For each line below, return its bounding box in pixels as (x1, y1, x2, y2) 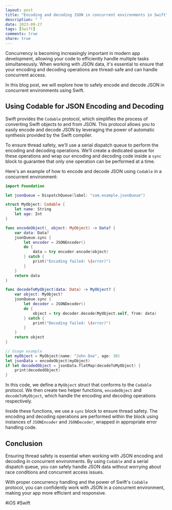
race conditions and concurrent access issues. (5, 469, 104, 475)
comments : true (5, 31, 38, 36)
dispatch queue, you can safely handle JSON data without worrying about (5, 464, 161, 470)
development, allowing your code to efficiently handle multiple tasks (5, 55, 149, 61)
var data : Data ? (14, 230, 50, 236)
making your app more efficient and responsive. (5, 490, 106, 496)
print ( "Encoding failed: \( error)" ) (32, 259, 111, 264)
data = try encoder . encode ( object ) (32, 249, 109, 254)
